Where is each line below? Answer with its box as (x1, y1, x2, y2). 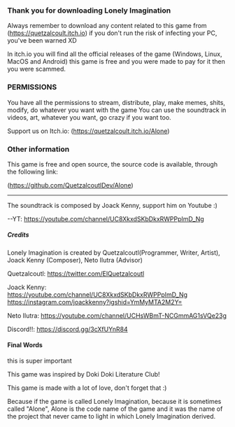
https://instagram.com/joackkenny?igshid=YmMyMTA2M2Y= (7, 297, 183, 306)
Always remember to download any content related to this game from (7, 22, 208, 30)
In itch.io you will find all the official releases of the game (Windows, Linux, (7, 50, 222, 58)
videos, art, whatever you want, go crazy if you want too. (7, 113, 171, 121)
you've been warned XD (7, 36, 77, 45)
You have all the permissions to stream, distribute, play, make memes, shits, (7, 98, 226, 106)
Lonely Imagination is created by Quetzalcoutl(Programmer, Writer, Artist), (7, 248, 220, 257)
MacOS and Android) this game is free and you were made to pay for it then (7, 57, 225, 66)
